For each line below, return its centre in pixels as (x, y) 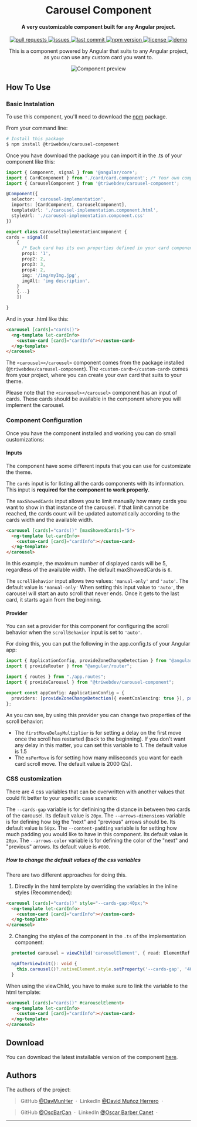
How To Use (28, 87)
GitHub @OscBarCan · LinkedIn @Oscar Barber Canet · (89, 1112)
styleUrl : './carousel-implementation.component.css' (78, 215)
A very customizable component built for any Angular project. (98, 26)
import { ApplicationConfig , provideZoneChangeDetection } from (86, 661)
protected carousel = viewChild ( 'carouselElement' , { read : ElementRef (101, 953)
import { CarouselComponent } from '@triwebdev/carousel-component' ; (93, 183)
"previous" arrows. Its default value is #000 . (58, 846)
